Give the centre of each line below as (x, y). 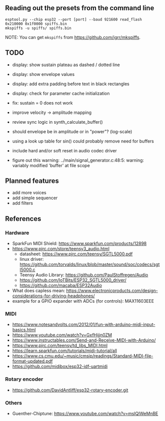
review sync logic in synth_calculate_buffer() (58, 122)
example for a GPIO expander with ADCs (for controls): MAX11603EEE (83, 301)
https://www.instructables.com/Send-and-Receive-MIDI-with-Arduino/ (84, 340)
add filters (23, 203)
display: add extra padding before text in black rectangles (71, 84)
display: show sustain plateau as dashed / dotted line (66, 65)
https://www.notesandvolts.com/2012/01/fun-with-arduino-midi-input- (84, 324)
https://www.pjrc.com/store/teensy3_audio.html (61, 249)
